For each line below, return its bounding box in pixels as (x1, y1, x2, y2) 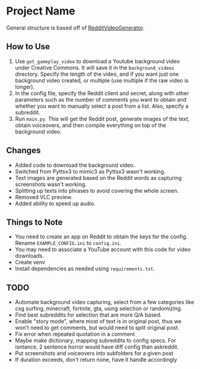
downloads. (14, 252, 44, 259)
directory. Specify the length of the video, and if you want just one (14, 70, 179, 78)
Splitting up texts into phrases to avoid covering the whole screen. (14, 187, 179, 194)
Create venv (14, 259, 46, 266)
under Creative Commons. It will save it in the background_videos (14, 64, 175, 71)
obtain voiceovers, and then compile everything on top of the (14, 122, 166, 129)
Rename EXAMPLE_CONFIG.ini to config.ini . (14, 240, 122, 247)
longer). (14, 83, 35, 90)
